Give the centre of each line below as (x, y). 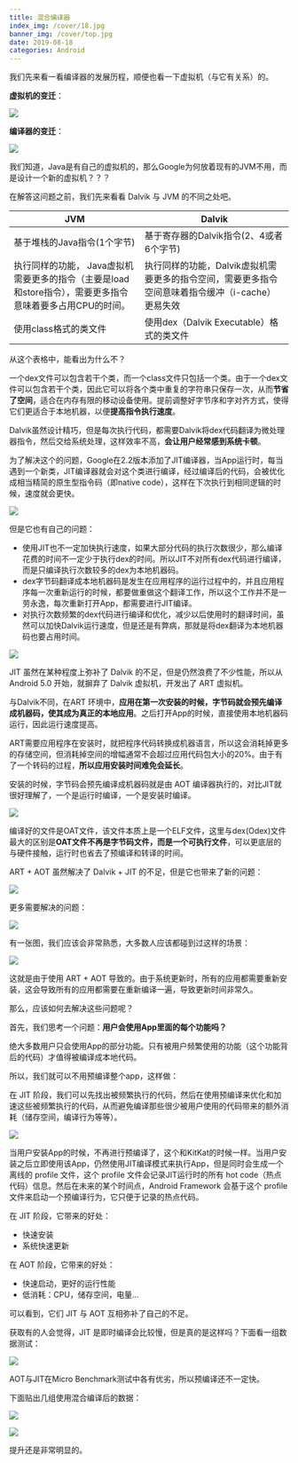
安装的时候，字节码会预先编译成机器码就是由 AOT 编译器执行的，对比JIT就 (145, 784)
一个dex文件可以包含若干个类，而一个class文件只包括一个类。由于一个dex (145, 378)
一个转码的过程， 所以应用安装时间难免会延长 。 (102, 765)
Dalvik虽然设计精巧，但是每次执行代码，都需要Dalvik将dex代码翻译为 (135, 431)
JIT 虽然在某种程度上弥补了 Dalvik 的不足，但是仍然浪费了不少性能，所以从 (146, 672)
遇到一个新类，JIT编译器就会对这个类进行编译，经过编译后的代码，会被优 (143, 471)
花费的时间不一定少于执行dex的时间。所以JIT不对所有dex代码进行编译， (154, 559)
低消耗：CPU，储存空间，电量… (80, 1295)
